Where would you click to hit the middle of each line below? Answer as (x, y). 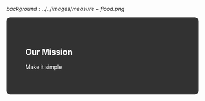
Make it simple (44, 67)
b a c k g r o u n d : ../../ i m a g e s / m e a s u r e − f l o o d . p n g (66, 9)
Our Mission (49, 52)
